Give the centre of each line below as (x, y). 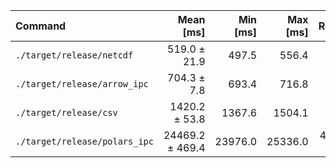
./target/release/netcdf (74, 55)
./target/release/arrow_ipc (82, 84)
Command (41, 26)
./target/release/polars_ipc (84, 141)
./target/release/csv (66, 112)
